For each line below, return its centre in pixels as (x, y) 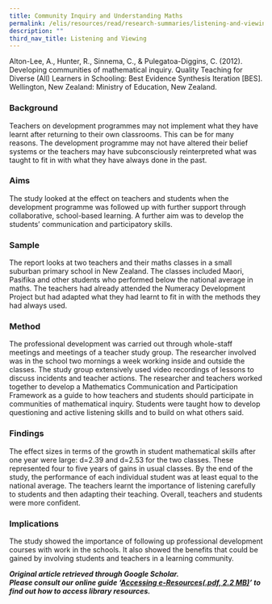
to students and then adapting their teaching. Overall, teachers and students (136, 494)
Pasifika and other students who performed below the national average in (131, 280)
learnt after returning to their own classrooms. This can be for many (122, 134)
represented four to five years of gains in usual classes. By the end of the (131, 468)
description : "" (36, 31)
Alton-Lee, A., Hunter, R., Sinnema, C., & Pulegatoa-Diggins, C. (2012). (126, 61)
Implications (34, 523)
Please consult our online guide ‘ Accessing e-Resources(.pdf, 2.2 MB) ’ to (135, 583)
